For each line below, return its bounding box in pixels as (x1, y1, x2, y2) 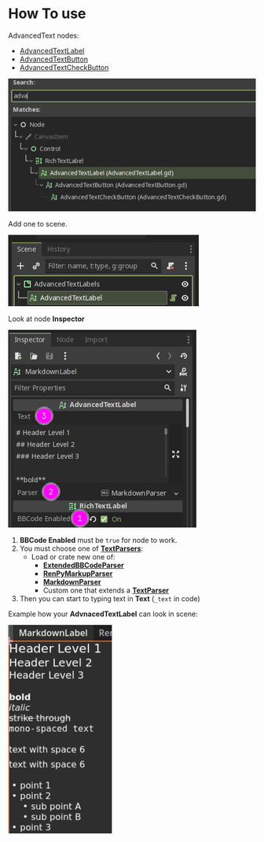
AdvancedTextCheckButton (19, 62, 109, 72)
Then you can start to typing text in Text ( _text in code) (19, 593, 200, 603)
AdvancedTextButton (19, 54, 89, 64)
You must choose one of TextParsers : (19, 544, 144, 553)
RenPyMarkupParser (42, 568, 113, 578)
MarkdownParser (42, 577, 101, 586)
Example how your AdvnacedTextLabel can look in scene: (8, 609, 198, 619)
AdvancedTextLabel (19, 46, 85, 55)
